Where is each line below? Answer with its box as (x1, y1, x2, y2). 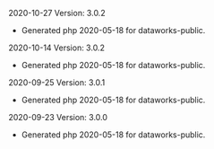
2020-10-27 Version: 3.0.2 (8, 8, 106, 18)
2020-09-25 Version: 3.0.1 (8, 77, 106, 88)
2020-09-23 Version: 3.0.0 (8, 112, 108, 122)
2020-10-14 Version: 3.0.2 (8, 42, 105, 53)
